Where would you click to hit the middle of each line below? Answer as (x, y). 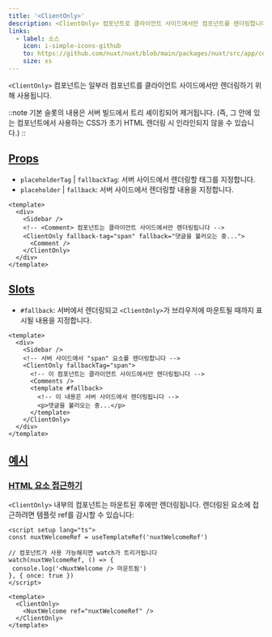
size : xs (38, 62)
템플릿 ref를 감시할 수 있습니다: (85, 515)
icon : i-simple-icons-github (72, 46)
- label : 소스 (38, 38)
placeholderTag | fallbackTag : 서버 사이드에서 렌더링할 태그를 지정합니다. (138, 179)
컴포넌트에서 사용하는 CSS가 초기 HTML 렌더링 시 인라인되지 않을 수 (125, 122)
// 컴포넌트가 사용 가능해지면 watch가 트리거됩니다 (83, 553)
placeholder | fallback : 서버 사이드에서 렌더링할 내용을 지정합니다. (127, 189)
